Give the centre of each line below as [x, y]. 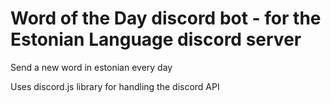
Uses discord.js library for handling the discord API [115, 86]
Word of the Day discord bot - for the [166, 18]
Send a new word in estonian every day [91, 67]
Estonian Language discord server [156, 39]
